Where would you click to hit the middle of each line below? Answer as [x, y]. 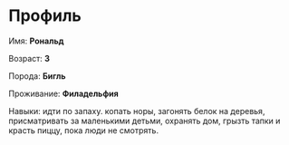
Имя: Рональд [36, 41]
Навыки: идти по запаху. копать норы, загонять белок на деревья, [137, 111]
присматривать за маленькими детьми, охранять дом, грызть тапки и [144, 121]
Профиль [45, 16]
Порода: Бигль [37, 76]
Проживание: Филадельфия [63, 93]
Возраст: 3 [29, 58]
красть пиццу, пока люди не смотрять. [84, 130]
